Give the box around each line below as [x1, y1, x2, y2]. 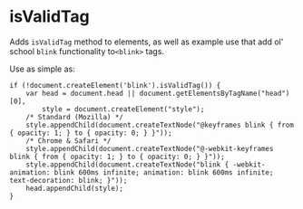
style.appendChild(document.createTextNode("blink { [25, 160, 230, 169]
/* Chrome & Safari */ [25, 136, 112, 146]
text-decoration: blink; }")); [9, 176, 128, 185]
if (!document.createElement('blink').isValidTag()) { [9, 81, 221, 90]
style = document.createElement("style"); [42, 104, 205, 114]
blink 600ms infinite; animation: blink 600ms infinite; [54, 167, 274, 177]
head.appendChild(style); [25, 184, 124, 193]
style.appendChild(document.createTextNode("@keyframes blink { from [25, 120, 295, 129]
